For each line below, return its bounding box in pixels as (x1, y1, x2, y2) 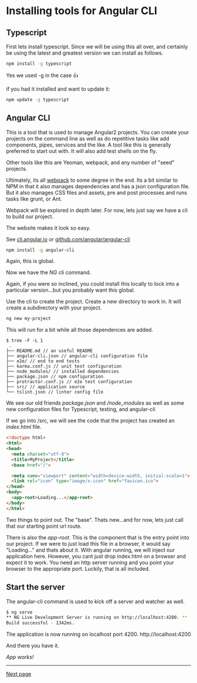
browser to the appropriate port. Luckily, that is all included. (6, 565, 151, 572)
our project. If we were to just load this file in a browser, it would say (6, 540, 171, 547)
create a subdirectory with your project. (6, 304, 102, 311)
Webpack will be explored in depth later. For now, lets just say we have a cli (6, 206, 188, 214)
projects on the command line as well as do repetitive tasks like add (6, 135, 169, 142)
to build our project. (6, 213, 54, 220)
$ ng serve (6, 609, 33, 615)
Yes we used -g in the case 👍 (6, 72, 79, 79)
